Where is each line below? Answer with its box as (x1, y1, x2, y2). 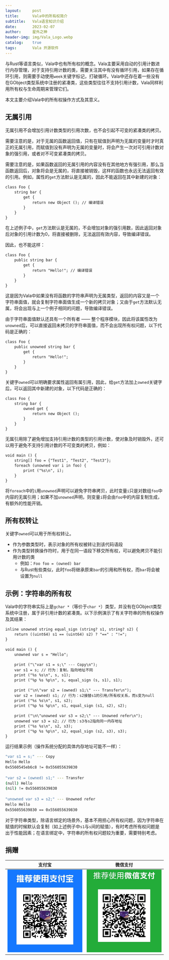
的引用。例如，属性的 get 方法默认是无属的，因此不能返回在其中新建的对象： (5, 174, 162, 180)
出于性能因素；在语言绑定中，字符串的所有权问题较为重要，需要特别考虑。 (5, 830, 159, 836)
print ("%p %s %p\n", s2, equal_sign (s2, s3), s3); (14, 729, 127, 734)
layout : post (5, 8, 42, 13)
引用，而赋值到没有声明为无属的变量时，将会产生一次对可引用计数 (22, 144, 159, 150)
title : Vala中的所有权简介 (5, 13, 68, 19)
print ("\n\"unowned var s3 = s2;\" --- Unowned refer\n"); (14, 714, 143, 719)
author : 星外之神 (5, 29, 48, 35)
